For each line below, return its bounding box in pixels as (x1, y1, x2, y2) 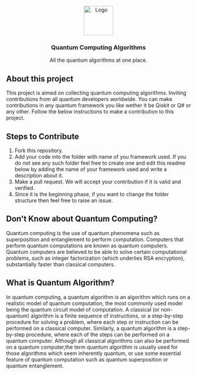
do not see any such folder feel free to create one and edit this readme (14, 159, 186, 166)
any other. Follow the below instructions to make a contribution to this (6, 108, 174, 115)
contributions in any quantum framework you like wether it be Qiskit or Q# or (6, 102, 191, 109)
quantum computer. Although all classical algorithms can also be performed (6, 337, 189, 344)
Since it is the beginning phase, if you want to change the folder (14, 190, 169, 197)
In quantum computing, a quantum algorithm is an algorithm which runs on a (6, 293, 191, 300)
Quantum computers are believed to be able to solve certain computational (6, 248, 187, 255)
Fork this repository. (14, 147, 63, 154)
